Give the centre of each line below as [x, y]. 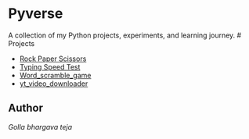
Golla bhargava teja [40, 127]
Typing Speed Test [50, 66]
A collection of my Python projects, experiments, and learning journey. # [125, 35]
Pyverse [36, 14]
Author [25, 108]
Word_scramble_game [55, 75]
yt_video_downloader [54, 84]
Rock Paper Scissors [53, 59]
